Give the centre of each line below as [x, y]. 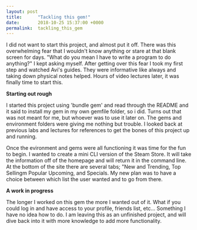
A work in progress [30, 191]
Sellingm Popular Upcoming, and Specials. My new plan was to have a [91, 173]
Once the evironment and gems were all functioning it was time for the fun [96, 148]
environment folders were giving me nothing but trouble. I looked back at [94, 124]
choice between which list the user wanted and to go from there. [84, 179]
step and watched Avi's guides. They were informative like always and [91, 70]
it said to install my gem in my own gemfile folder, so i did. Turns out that [94, 111]
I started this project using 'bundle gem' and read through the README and [97, 105]
